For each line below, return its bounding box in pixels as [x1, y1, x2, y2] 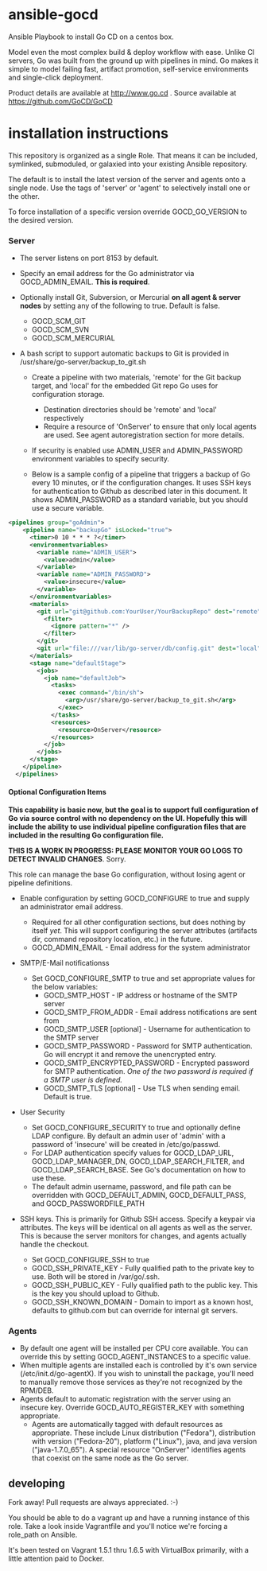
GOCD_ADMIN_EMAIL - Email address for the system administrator [31, 943, 251, 952]
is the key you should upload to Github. [31, 1289, 161, 1298]
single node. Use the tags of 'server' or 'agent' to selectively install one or [8, 183, 250, 192]
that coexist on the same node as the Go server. [31, 1453, 189, 1463]
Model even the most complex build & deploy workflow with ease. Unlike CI [8, 47, 255, 56]
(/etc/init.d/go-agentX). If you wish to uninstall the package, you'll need [19, 1369, 254, 1379]
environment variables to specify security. [31, 454, 169, 464]
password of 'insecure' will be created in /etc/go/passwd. [31, 1140, 221, 1149]
